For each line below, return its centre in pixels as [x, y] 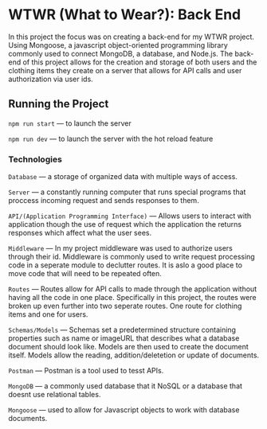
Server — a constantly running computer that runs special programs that [127, 192]
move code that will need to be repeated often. [85, 274]
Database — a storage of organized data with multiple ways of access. [123, 177]
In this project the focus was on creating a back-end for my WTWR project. [132, 37]
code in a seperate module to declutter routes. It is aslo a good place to [126, 265]
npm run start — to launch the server [70, 123]
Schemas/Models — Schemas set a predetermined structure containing [122, 330]
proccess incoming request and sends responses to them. [104, 201]
